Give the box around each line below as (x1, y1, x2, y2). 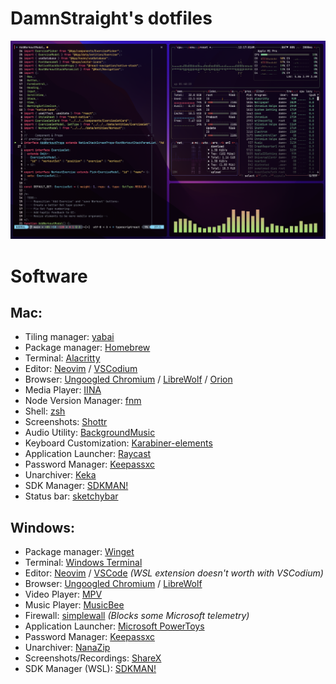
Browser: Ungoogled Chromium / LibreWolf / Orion (24, 373, 233, 386)
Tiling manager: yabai (24, 331, 115, 343)
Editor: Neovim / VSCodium (24, 363, 138, 375)
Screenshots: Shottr (24, 416, 108, 428)
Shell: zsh (24, 405, 66, 417)
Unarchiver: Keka (24, 469, 97, 481)
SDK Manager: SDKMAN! (24, 480, 129, 492)
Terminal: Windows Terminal (24, 557, 143, 569)
